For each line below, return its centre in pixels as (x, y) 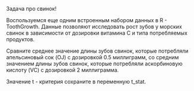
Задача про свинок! (31, 9)
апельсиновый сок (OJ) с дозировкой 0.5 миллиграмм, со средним (93, 57)
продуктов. (20, 39)
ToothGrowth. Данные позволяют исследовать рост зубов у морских (94, 27)
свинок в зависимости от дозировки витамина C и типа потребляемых (97, 33)
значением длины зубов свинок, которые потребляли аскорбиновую (95, 63)
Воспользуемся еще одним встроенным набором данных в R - (87, 20)
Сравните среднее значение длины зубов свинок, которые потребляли (98, 51)
